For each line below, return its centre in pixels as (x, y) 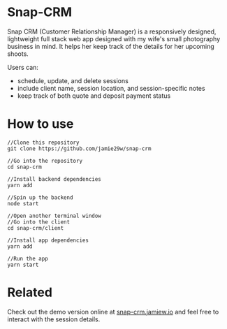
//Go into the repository (45, 161)
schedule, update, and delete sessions (73, 80)
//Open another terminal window (54, 216)
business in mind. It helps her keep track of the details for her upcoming (111, 46)
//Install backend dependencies (54, 179)
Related (30, 292)
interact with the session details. (54, 319)
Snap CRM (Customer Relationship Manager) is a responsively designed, (112, 31)
